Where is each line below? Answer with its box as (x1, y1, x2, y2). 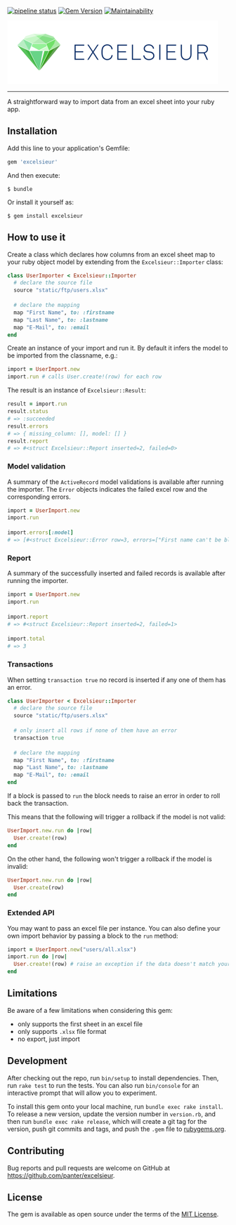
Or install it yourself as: (7, 197, 74, 207)
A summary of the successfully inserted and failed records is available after (7, 569, 226, 577)
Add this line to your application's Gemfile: (7, 144, 130, 152)
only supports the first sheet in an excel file (17, 1019, 143, 1028)
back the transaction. (7, 799, 69, 808)
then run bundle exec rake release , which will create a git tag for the (7, 1117, 207, 1125)
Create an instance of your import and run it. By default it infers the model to (7, 344, 228, 353)
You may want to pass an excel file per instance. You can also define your (7, 924, 221, 932)
